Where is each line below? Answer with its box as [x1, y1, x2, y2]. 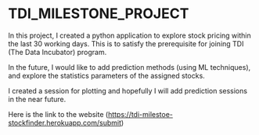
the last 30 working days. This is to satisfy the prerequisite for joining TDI [8, 38, 244, 48]
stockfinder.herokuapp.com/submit [8, 118, 121, 127]
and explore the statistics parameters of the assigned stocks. [8, 71, 205, 80]
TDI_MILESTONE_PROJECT [8, 5, 189, 23]
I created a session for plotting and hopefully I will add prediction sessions [8, 86, 248, 95]
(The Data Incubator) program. [8, 47, 107, 57]
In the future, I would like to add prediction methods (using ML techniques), [8, 62, 251, 71]
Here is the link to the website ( [8, 109, 109, 119]
